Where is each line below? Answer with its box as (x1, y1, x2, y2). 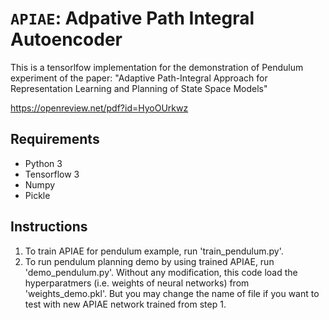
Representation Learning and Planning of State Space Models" (10, 82, 268, 94)
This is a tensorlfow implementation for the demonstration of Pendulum (10, 61, 304, 73)
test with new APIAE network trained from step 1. (24, 298, 227, 310)
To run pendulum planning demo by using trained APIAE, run (24, 255, 275, 267)
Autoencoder (10, 28, 123, 51)
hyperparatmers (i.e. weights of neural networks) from (24, 277, 250, 289)
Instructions (10, 218, 88, 236)
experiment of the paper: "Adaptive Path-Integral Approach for (10, 72, 268, 84)
